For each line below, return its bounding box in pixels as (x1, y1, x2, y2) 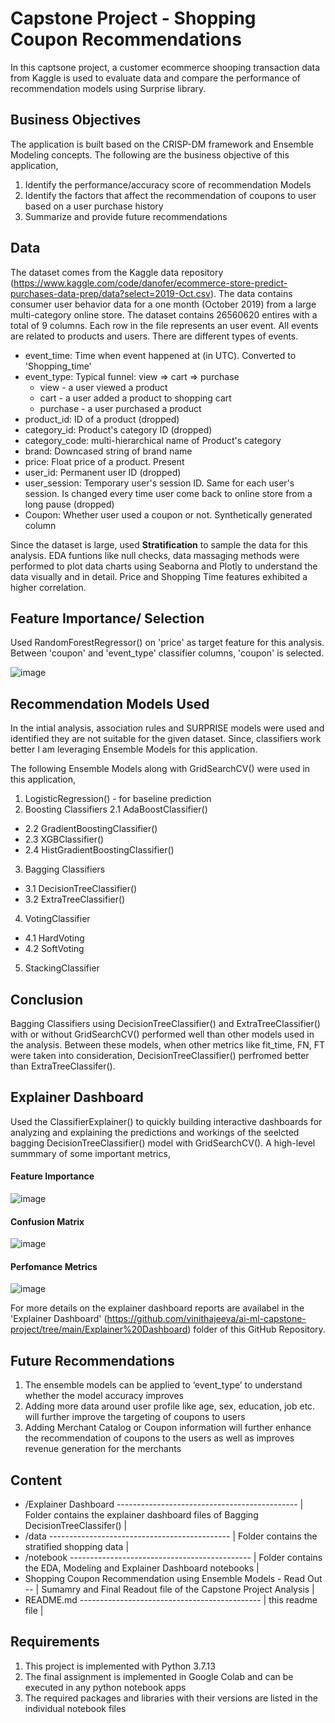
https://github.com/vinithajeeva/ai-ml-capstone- (106, 1313, 307, 1325)
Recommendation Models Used (10, 695, 210, 712)
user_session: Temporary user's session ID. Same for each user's (24, 477, 295, 489)
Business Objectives (10, 112, 142, 129)
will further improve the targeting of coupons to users (24, 1411, 246, 1423)
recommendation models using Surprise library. (10, 82, 207, 94)
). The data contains (209, 287, 293, 299)
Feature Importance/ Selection (10, 610, 205, 627)
